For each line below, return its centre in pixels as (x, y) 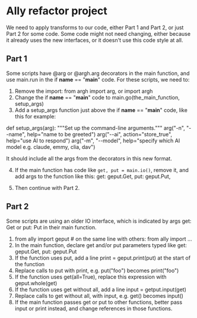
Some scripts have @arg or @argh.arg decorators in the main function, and (98, 73)
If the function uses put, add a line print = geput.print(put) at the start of (103, 258)
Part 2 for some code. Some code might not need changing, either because (99, 33)
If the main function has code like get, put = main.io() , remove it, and (101, 170)
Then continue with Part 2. (47, 188)
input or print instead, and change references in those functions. (93, 308)
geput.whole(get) (36, 283)
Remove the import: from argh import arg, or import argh (84, 91)
